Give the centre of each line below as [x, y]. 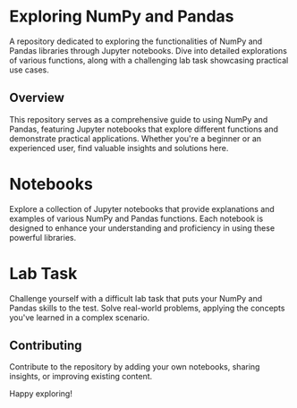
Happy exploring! [41, 394]
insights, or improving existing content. [81, 377]
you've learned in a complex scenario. [80, 317]
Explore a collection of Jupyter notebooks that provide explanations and [142, 208]
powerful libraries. [43, 237]
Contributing [46, 346]
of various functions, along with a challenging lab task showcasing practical [149, 60]
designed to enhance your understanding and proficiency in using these [142, 228]
